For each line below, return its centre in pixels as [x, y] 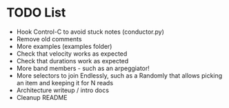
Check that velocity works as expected [72, 54]
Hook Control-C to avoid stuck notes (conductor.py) [90, 32]
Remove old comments [49, 39]
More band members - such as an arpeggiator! [83, 68]
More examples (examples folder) [64, 46]
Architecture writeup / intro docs [63, 90]
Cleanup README [42, 97]
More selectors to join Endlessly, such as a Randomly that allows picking [119, 75]
